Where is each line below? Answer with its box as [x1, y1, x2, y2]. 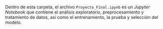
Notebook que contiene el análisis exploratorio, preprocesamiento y [5, 9, 144, 15]
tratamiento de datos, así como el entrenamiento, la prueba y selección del [5, 14, 158, 20]
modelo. [5, 19, 22, 25]
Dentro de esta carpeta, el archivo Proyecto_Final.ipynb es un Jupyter [5, 4, 150, 10]
